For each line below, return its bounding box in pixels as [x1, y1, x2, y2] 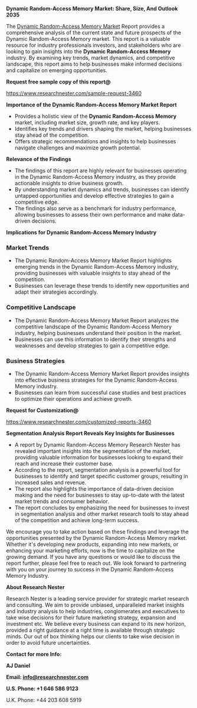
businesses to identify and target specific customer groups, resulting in [14, 472, 188, 479]
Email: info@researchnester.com [6, 673, 89, 680]
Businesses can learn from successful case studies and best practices [14, 389, 187, 396]
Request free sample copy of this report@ [6, 78, 111, 85]
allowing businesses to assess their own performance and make [14, 211, 171, 218]
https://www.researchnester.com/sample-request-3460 [6, 90, 142, 96]
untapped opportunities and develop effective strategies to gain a [14, 192, 174, 199]
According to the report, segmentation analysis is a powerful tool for [14, 466, 181, 473]
